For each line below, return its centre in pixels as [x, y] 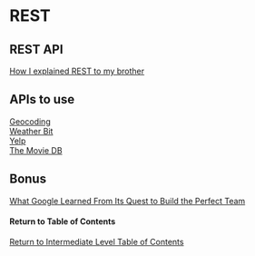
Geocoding [30, 121]
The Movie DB [36, 150]
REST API [36, 49]
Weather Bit [31, 131]
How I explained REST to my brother [77, 71]
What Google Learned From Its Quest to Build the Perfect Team [127, 201]
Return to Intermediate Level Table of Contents [97, 241]
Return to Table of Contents [63, 222]
